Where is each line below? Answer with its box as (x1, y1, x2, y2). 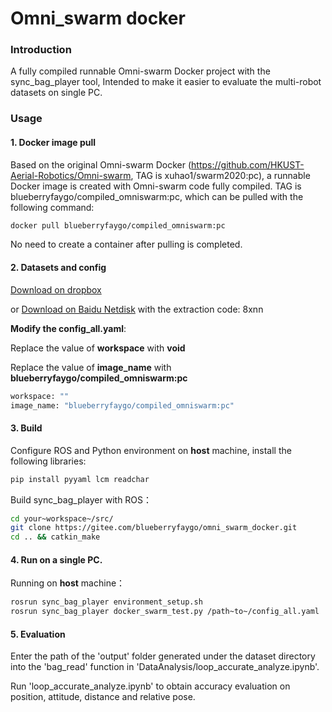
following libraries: (10, 455, 87, 467)
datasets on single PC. (10, 87, 103, 99)
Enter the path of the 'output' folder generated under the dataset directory (10, 650, 316, 662)
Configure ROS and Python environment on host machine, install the (10, 444, 292, 456)
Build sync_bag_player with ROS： (10, 493, 153, 506)
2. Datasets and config (10, 262, 107, 274)
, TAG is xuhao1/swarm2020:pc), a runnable (130, 169, 311, 181)
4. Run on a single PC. (10, 553, 103, 566)
